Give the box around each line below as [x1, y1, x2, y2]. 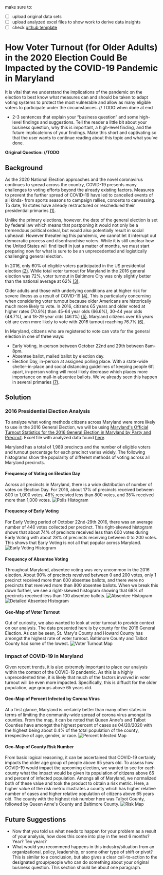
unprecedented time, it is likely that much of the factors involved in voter [5, 674, 150, 680]
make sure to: [5, 4, 33, 10]
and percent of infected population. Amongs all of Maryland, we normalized [5, 775, 157, 781]
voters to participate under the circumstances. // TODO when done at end [5, 105, 153, 111]
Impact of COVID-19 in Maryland [5, 653, 83, 660]
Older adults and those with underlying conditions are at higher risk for [5, 288, 147, 293]
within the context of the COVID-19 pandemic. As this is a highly [5, 669, 133, 675]
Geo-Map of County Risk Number [5, 743, 74, 750]
